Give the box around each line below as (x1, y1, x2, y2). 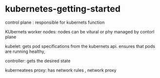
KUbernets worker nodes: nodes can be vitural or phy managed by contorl (5, 29, 155, 34)
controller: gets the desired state (5, 58, 71, 63)
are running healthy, (5, 48, 45, 54)
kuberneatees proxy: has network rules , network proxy (5, 67, 117, 73)
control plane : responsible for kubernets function (5, 19, 105, 25)
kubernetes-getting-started (5, 3, 121, 15)
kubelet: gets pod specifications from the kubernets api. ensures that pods (5, 43, 155, 49)
